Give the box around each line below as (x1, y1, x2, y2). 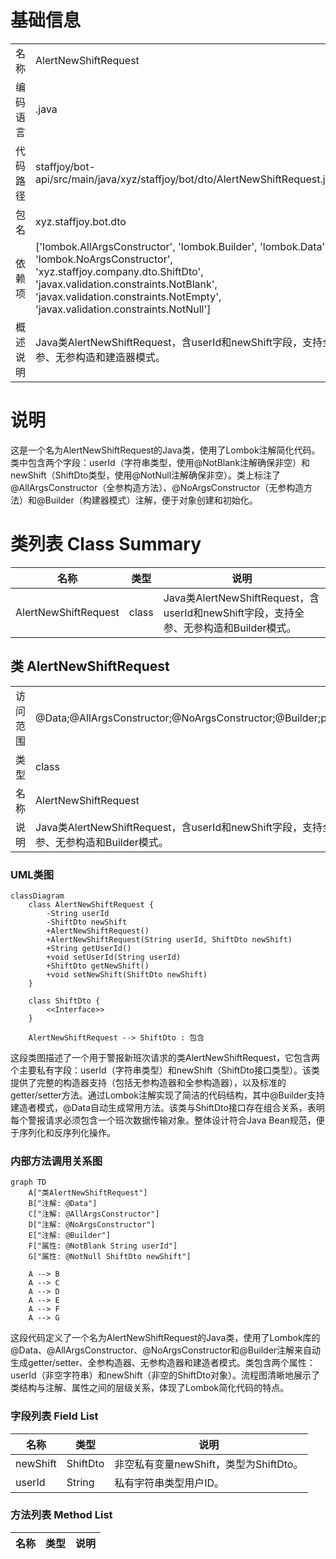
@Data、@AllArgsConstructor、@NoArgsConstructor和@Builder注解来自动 (10, 1344, 322, 1356)
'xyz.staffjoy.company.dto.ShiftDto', (35, 264, 204, 278)
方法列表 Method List (10, 1508, 113, 1522)
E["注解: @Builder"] (28, 1231, 111, 1241)
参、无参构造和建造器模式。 (35, 350, 167, 364)
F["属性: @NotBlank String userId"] (28, 1241, 178, 1251)
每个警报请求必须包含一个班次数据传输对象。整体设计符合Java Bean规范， (10, 1114, 317, 1126)
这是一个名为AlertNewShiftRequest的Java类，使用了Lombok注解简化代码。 (10, 444, 321, 456)
